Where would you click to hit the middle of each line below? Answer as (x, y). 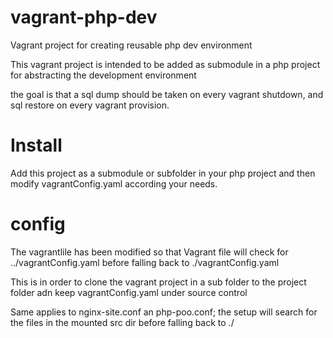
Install (36, 145)
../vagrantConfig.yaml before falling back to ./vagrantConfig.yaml (145, 262)
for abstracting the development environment (103, 75)
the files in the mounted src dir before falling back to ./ (122, 322)
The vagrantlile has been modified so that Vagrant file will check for (149, 252)
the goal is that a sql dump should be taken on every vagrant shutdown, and (167, 94)
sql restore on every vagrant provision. (90, 105)
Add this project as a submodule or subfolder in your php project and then (163, 173)
